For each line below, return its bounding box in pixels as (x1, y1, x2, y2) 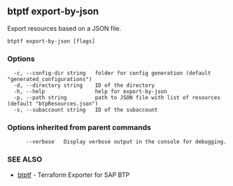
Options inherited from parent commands (7, 122, 152, 132)
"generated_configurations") (7, 76, 92, 83)
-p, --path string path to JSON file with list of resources (13, 94, 220, 101)
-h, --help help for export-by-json (13, 88, 168, 95)
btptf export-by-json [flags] (7, 38, 96, 45)
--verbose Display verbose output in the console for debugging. (25, 138, 227, 145)
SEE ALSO (7, 155, 43, 164)
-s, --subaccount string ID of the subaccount (13, 106, 158, 114)
